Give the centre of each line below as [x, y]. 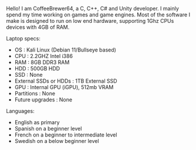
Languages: [20, 111]
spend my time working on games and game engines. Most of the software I [98, 15]
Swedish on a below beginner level [57, 141]
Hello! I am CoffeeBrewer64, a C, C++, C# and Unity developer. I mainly [92, 8]
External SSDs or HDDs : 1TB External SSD [66, 81]
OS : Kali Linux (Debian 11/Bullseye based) [65, 50]
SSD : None [28, 75]
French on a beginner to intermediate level [66, 135]
